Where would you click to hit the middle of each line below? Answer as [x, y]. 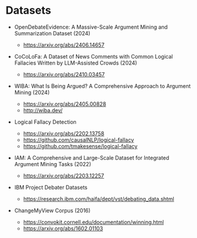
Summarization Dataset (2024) [52, 33]
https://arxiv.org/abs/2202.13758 [64, 133]
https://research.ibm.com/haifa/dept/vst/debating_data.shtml [99, 199]
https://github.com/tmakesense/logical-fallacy [80, 146]
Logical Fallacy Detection [45, 122]
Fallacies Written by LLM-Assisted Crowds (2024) [75, 63]
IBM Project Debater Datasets [51, 187]
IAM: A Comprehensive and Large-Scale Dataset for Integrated [92, 158]
